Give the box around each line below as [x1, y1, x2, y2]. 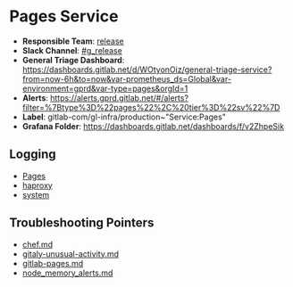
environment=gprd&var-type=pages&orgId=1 [21, 83, 188, 94]
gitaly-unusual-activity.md [21, 248, 119, 259]
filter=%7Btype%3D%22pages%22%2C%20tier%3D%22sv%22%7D [21, 102, 280, 112]
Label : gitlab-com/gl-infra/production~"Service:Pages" [21, 111, 226, 122]
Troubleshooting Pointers [9, 216, 155, 231]
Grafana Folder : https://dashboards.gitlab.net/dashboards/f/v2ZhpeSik [21, 120, 284, 131]
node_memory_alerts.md [21, 267, 113, 278]
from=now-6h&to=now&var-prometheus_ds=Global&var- [21, 73, 232, 84]
